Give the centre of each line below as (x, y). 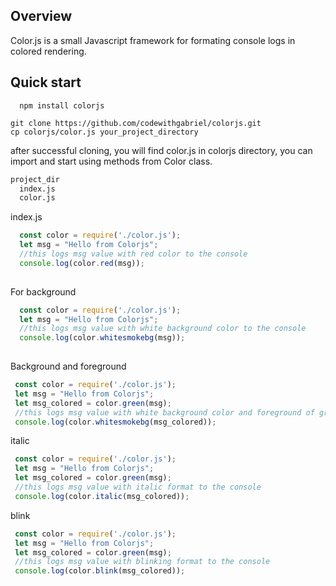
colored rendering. (48, 51)
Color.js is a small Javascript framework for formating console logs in (153, 40)
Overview (41, 16)
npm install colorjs (62, 105)
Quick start (46, 82)
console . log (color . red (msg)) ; (82, 263)
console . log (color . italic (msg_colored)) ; (102, 496)
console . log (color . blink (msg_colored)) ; (100, 571)
